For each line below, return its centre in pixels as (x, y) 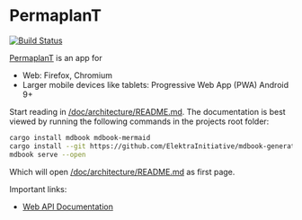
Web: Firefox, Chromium (67, 75)
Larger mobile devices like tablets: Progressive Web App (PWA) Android (155, 84)
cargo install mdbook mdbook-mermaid (80, 137)
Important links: (38, 189)
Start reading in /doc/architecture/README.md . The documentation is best (147, 111)
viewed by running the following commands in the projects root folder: (139, 121)
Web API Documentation (68, 207)
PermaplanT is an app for (56, 57)
